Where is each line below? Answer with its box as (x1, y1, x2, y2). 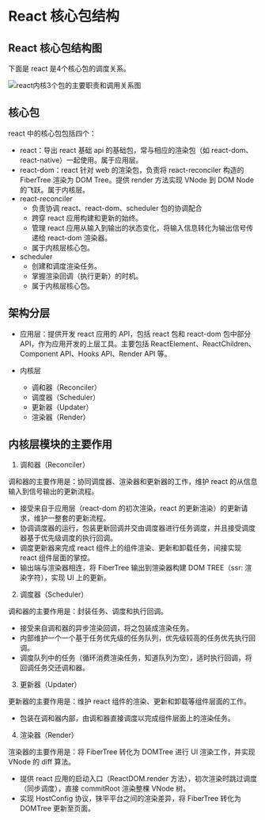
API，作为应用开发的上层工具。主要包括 (19, 338, 150, 349)
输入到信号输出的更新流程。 (8, 486, 99, 496)
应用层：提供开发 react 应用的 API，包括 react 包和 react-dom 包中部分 (19, 329, 252, 338)
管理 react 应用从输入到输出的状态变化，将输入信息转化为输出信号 (31, 223, 247, 232)
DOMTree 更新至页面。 (19, 803, 95, 813)
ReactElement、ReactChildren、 (150, 338, 256, 349)
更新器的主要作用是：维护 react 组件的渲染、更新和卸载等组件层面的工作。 (8, 696, 251, 706)
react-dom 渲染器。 (47, 233, 112, 242)
